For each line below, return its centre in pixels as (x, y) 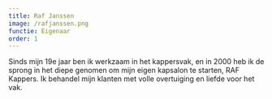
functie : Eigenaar (39, 31)
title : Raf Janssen (41, 16)
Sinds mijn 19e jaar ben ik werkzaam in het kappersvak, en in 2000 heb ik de (136, 62)
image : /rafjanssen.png (49, 24)
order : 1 (23, 39)
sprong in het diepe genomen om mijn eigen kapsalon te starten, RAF (124, 71)
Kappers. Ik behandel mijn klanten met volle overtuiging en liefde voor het (132, 79)
